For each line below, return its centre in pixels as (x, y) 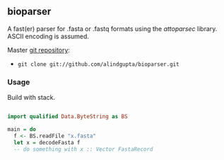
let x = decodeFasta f (47, 142)
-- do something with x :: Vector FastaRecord (83, 149)
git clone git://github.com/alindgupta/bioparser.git (98, 64)
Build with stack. (31, 98)
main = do (22, 129)
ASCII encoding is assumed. (48, 36)
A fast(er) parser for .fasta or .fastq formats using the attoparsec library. (112, 28)
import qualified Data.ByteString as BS (68, 117)
